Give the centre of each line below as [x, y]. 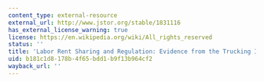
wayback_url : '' [35, 66]
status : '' [26, 45]
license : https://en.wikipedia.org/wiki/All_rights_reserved [110, 37]
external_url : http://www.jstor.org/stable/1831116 [94, 23]
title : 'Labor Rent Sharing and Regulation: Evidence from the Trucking [130, 52]
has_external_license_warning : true [68, 30]
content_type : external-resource [63, 15]
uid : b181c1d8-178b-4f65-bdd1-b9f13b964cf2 [81, 59]
